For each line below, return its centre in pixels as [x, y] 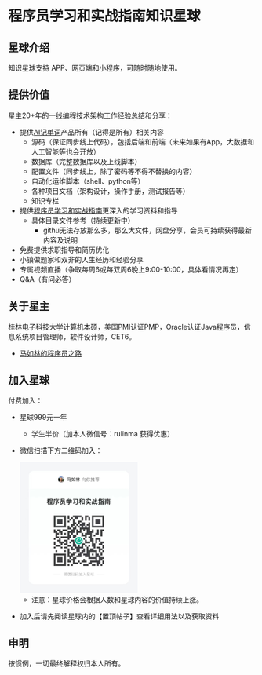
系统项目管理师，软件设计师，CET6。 [75, 336]
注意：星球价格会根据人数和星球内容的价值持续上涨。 [117, 599]
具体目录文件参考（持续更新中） [83, 220]
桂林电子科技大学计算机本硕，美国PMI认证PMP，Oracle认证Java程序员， [126, 327]
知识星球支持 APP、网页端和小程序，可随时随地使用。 [95, 68]
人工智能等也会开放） [65, 151]
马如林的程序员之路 [51, 353]
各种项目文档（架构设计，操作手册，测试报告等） [110, 191]
